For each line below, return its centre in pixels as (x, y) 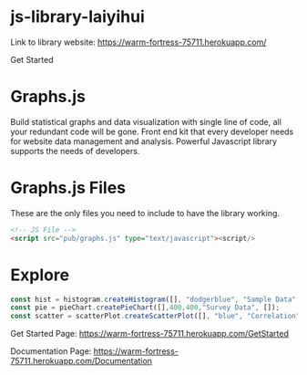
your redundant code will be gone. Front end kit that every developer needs (152, 131)
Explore (40, 275)
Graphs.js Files (68, 188)
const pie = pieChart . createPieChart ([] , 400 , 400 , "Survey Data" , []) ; (145, 307)
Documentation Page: (51, 351)
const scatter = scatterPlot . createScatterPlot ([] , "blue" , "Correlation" (155, 317)
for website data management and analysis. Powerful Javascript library (143, 141)
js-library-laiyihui (77, 17)
